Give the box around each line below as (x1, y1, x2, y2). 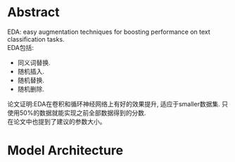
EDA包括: (7, 43, 34, 51)
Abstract (7, 4, 60, 20)
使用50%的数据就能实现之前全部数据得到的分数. (7, 108, 146, 117)
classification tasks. (7, 35, 65, 43)
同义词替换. (17, 58, 51, 67)
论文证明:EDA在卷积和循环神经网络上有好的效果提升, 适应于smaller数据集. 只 (7, 99, 229, 108)
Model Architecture (7, 142, 124, 158)
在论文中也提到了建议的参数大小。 (7, 117, 106, 125)
